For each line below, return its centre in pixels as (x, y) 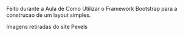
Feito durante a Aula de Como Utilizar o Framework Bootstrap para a (92, 9)
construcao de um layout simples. (49, 15)
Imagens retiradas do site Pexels (47, 27)
